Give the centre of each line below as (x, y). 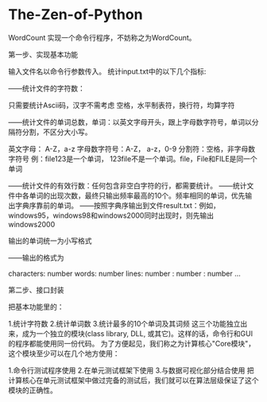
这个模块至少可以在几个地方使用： (64, 353)
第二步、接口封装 (36, 290)
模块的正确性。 (33, 390)
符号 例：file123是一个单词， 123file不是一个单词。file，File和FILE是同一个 (136, 158)
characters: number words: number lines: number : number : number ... (124, 273)
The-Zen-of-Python (75, 15)
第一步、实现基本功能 (43, 54)
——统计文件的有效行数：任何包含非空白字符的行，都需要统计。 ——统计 (128, 185)
